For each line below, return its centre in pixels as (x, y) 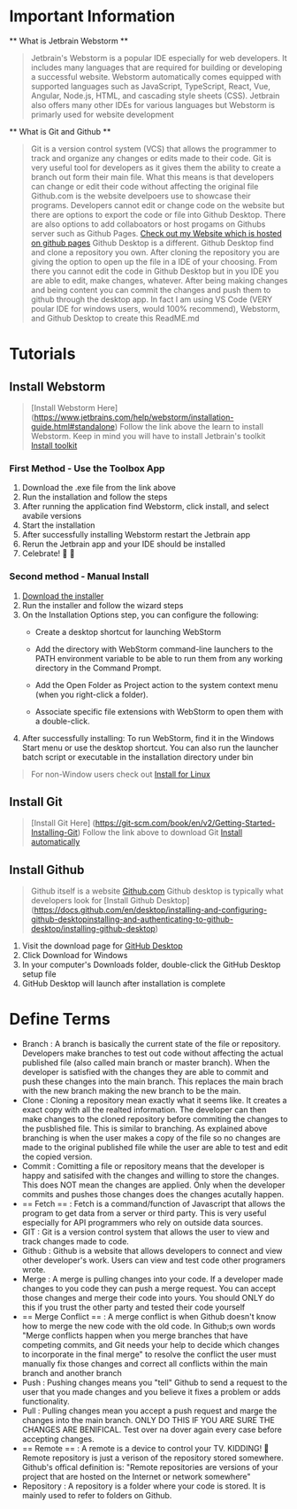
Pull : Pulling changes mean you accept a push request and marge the (149, 1411)
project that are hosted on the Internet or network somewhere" (136, 1477)
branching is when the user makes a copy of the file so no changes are (151, 1138)
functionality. (46, 1402)
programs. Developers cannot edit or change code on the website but (158, 205)
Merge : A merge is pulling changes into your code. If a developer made (152, 1279)
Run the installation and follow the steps (95, 497)
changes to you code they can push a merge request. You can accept (149, 1288)
